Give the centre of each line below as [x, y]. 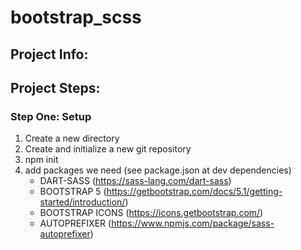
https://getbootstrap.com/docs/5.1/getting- [194, 192]
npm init [41, 160]
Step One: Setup [51, 116]
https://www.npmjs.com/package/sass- [193, 223]
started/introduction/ [82, 202]
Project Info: [49, 54]
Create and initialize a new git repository [108, 149]
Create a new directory [72, 138]
